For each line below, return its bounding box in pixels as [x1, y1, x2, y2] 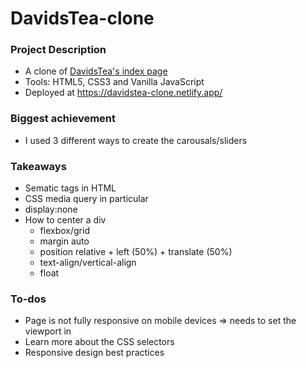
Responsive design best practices [24, 347, 165, 359]
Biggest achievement [10, 112, 117, 126]
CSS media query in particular [24, 193, 149, 205]
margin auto [39, 235, 90, 247]
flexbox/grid [39, 225, 90, 237]
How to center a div [24, 214, 107, 226]
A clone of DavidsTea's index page [24, 65, 168, 77]
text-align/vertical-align [39, 257, 137, 269]
